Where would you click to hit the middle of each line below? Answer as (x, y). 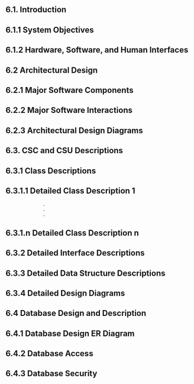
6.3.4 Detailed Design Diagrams (65, 293)
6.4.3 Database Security (51, 374)
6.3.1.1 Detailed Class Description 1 (70, 191)
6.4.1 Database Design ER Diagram (70, 333)
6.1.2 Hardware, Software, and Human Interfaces (97, 50)
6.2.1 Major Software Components (69, 90)
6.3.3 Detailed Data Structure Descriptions (85, 273)
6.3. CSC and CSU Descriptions (64, 151)
